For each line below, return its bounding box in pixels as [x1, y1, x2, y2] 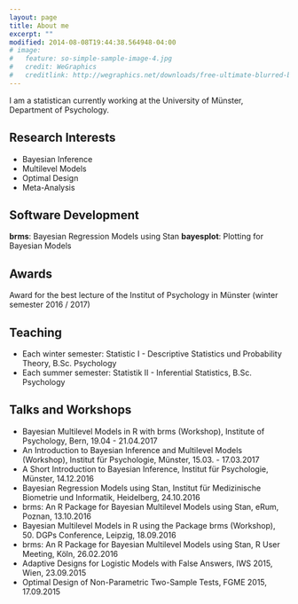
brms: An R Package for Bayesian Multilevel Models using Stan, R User [21, 538, 281, 550]
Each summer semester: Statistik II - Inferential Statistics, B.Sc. [21, 367, 253, 378]
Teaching [9, 325, 62, 340]
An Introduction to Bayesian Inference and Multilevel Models [21, 444, 242, 455]
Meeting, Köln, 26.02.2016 [21, 548, 119, 559]
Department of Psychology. [9, 104, 109, 115]
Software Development [9, 208, 140, 223]
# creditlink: [9, 71, 69, 80]
